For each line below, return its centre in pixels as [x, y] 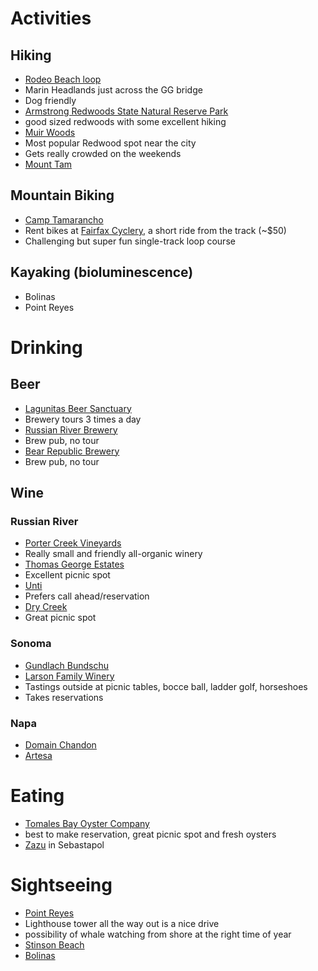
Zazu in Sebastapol [64, 844]
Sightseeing [61, 885]
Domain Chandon [60, 744]
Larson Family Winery [69, 676]
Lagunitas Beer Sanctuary [78, 408]
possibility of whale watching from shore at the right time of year [158, 934]
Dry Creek [46, 607]
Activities [51, 18]
